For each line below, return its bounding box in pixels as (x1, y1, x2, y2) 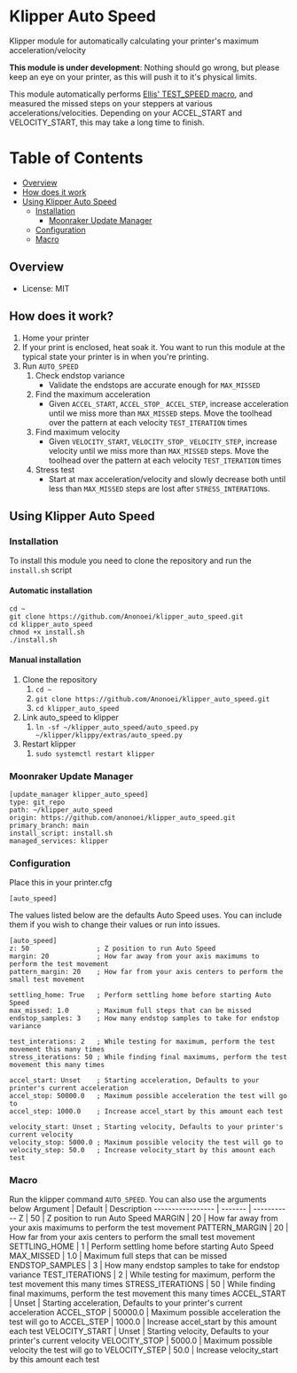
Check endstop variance (35, 370, 126, 380)
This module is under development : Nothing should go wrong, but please (9, 62, 280, 73)
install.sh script (9, 565, 73, 575)
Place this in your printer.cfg (9, 878, 113, 888)
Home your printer (21, 332, 90, 343)
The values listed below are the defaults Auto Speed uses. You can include (9, 910, 282, 921)
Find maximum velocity (35, 426, 121, 437)
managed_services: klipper (9, 836, 109, 846)
